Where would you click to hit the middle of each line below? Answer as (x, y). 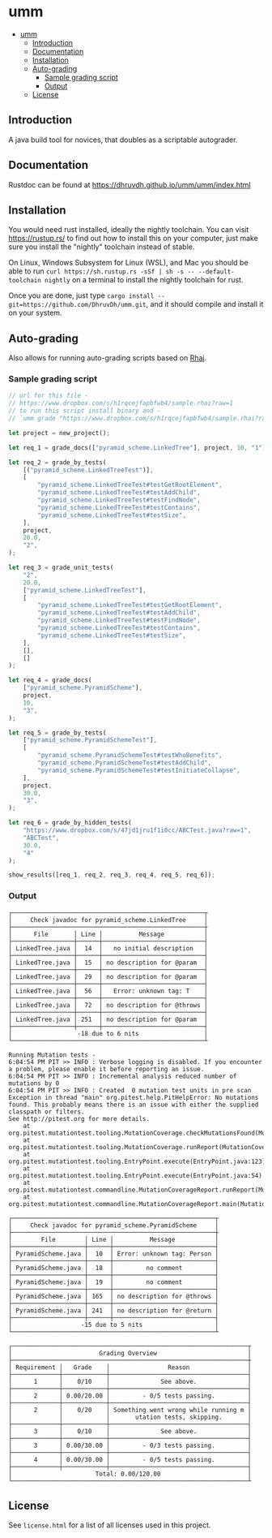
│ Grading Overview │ (130, 1353)
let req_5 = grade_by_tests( (57, 733)
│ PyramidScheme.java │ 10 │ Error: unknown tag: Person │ (114, 1254)
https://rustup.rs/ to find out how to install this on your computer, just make (134, 239)
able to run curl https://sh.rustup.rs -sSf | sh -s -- (102, 271)
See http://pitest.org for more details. (79, 1118)
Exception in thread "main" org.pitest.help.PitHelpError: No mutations (134, 1097)
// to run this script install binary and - (85, 411)
